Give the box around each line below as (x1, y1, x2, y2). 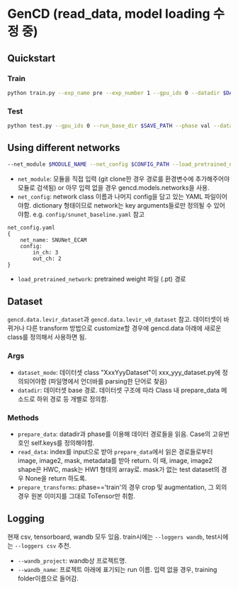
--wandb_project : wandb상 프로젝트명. (17, 556, 127, 565)
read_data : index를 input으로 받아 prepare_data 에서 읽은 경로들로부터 (17, 447, 213, 456)
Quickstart (7, 52, 56, 64)
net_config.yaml (7, 224, 55, 231)
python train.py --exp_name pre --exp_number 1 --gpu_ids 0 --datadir (7, 89, 220, 96)
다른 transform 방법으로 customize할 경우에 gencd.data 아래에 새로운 (25, 324, 222, 332)
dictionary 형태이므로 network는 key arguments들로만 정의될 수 (33, 201, 212, 209)
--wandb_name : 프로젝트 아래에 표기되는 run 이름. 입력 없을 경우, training (17, 565, 217, 573)
